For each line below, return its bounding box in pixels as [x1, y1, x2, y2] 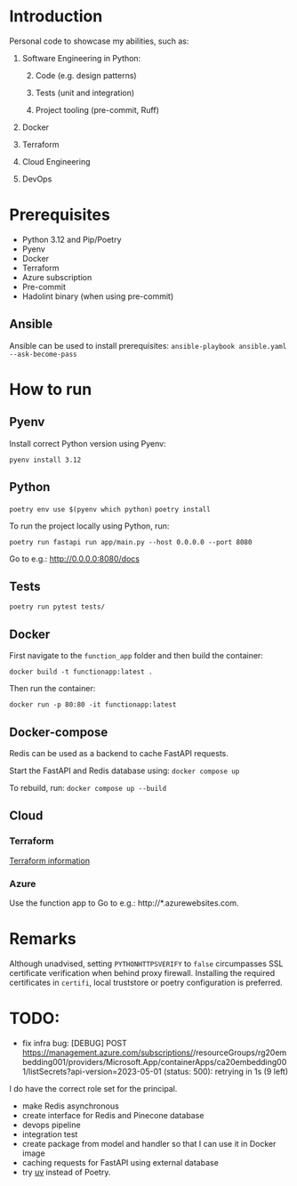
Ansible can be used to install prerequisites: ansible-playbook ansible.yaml [9, 340, 287, 351]
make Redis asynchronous [21, 1101, 120, 1111]
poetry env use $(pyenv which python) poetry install [9, 504, 211, 513]
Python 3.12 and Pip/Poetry [21, 234, 122, 245]
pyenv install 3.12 [9, 456, 82, 464]
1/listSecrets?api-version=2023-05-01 [21, 1066, 162, 1077]
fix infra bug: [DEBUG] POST [21, 1037, 127, 1048]
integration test [21, 1128, 78, 1140]
